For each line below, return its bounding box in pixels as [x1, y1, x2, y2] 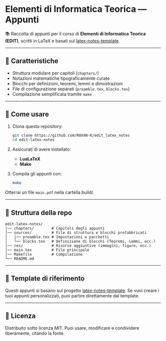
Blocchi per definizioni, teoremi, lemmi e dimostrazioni [12, 80, 123, 86]
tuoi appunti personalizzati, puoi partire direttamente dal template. [5, 292, 140, 298]
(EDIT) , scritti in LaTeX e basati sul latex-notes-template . [5, 38, 120, 44]
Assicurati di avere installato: [12, 146, 71, 152]
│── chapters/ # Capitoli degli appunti [5, 226, 105, 231]
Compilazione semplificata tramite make [12, 91, 92, 97]
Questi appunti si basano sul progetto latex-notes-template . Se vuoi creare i [5, 287, 160, 293]
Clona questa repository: [12, 123, 63, 129]
